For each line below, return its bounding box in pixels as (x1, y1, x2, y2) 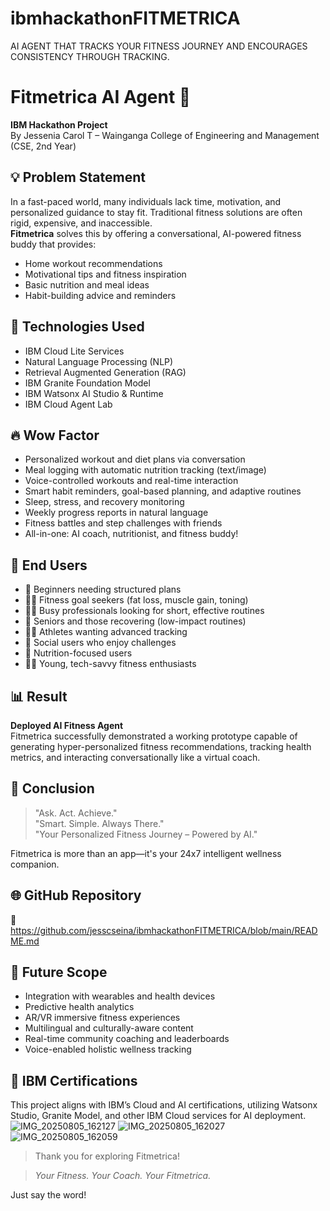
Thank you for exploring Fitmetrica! (34, 1150, 180, 1162)
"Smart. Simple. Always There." (34, 817, 165, 829)
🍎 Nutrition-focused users (24, 647, 133, 659)
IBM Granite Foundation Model (24, 377, 151, 389)
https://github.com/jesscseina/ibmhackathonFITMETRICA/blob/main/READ (10, 924, 318, 936)
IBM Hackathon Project (10, 118, 108, 131)
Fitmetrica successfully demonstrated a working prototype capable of (10, 730, 298, 742)
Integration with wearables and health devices (24, 990, 216, 1002)
